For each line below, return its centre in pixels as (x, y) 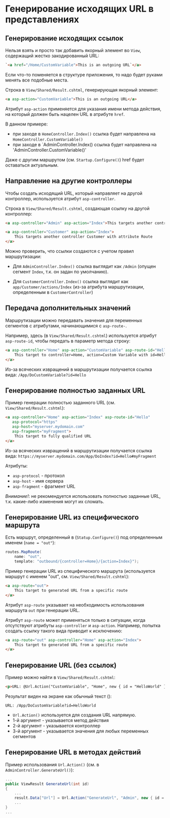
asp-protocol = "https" (35, 422)
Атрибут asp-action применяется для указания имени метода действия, (83, 109)
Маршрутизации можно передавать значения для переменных (74, 320)
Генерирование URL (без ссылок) (61, 665)
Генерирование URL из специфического (72, 517)
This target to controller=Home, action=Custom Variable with (81, 355)
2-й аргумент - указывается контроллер (56, 725)
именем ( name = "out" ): (30, 543)
